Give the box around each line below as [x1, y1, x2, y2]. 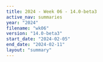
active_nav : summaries [6, 14, 63, 20]
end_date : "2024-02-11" [6, 42, 65, 48]
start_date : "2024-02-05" [6, 36, 70, 42]
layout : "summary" [6, 47, 52, 53]
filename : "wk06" [6, 25, 49, 31]
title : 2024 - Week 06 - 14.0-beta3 [6, 8, 97, 15]
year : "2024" [6, 19, 39, 25]
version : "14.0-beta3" [6, 31, 63, 37]
